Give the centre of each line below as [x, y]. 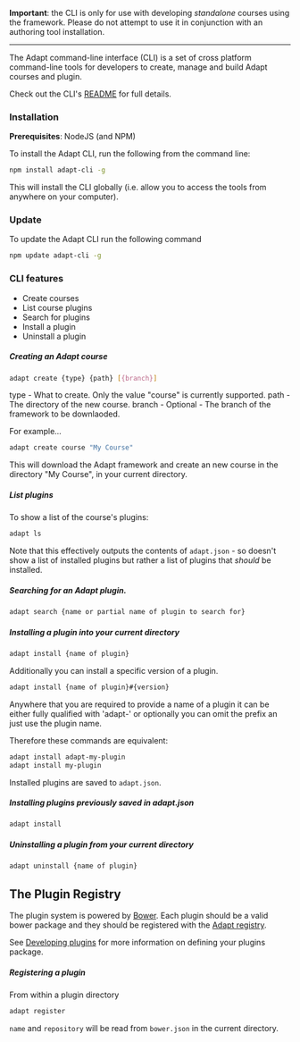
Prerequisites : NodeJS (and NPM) [73, 137]
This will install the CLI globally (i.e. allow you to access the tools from [138, 188]
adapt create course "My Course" [71, 448]
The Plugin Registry [65, 894]
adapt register [37, 1011]
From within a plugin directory [64, 995]
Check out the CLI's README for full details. [91, 94]
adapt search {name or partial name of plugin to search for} [127, 612]
